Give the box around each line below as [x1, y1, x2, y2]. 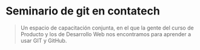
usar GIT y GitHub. [20, 37, 67, 44]
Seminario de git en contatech [5, 4, 160, 18]
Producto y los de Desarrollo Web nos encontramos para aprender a [20, 30, 192, 37]
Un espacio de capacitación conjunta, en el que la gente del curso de [20, 24, 195, 31]
